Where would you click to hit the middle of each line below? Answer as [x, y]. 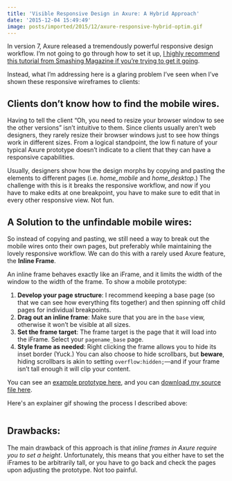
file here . [20, 390]
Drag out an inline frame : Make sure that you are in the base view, [111, 317]
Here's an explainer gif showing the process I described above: [98, 403]
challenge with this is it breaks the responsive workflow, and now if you [109, 185]
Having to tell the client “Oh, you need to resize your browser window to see [116, 120]
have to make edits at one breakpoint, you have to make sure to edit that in [114, 193]
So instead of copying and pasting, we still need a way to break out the [108, 239]
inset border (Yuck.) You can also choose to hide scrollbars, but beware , [121, 354]
